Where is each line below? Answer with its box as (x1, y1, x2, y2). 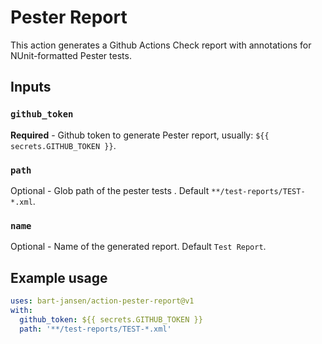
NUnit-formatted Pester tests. (10, 49, 132, 61)
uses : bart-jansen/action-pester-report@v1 (10, 296, 195, 306)
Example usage (10, 269, 108, 286)
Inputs (10, 79, 52, 96)
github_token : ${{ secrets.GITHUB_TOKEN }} (19, 314, 203, 325)
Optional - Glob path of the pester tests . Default (10, 184, 210, 196)
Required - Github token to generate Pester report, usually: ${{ (10, 129, 270, 141)
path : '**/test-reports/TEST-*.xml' (19, 324, 172, 334)
